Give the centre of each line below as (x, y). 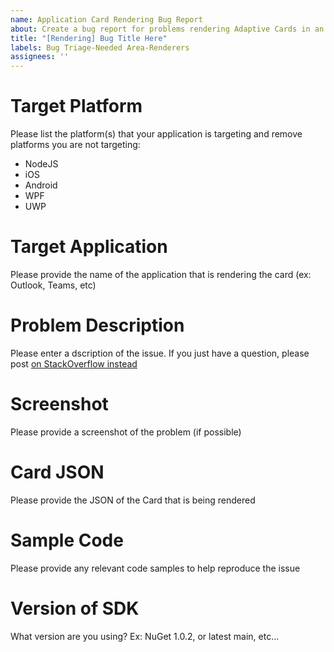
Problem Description (97, 325)
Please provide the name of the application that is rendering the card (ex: (161, 274)
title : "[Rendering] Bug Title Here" (89, 38)
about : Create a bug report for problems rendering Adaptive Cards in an (167, 29)
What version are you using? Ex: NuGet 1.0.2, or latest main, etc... (145, 636)
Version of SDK (75, 608)
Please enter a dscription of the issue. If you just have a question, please (160, 353)
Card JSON (57, 472)
